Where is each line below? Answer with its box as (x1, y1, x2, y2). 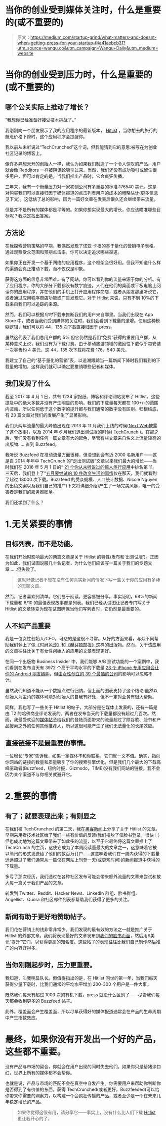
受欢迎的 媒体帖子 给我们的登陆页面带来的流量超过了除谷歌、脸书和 (22, 717, 157, 723)
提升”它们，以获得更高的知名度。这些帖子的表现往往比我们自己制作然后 (11, 939, 157, 945)
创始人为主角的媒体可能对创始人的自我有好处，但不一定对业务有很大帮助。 (5, 694, 157, 700)
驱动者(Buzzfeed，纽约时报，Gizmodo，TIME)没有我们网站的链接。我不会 (9, 766, 161, 771)
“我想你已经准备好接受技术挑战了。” (5, 117, 77, 123)
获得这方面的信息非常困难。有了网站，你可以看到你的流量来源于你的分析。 (5, 276, 157, 282)
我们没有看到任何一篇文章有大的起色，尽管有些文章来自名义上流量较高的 (13, 435, 161, 441)
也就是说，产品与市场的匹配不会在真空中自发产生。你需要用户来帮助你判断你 (5, 1080, 161, 1086)
